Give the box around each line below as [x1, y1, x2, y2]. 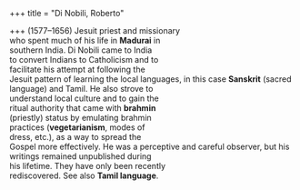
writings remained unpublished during [9, 151, 152, 162]
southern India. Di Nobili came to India [9, 45, 153, 55]
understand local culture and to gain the [9, 93, 159, 104]
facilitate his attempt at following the [9, 64, 145, 75]
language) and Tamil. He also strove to [9, 84, 154, 94]
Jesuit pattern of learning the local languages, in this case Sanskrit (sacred [9, 74, 293, 85]
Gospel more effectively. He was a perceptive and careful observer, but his [9, 141, 290, 152]
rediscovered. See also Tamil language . [9, 170, 159, 181]
